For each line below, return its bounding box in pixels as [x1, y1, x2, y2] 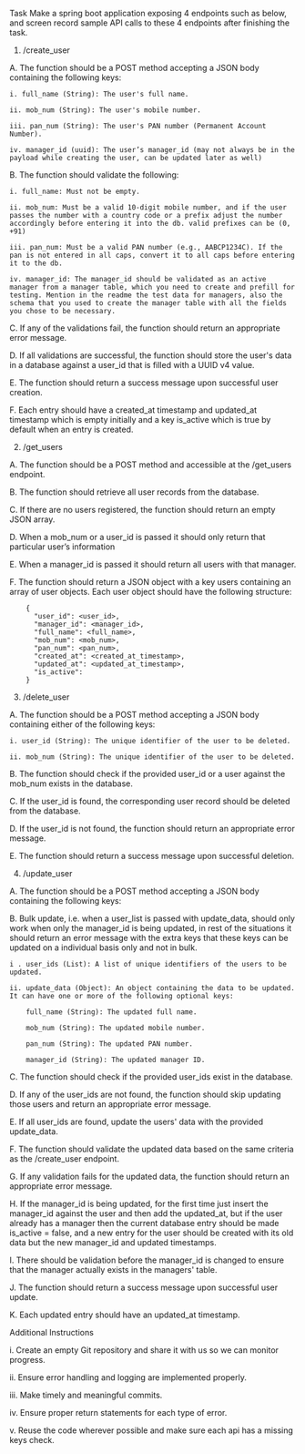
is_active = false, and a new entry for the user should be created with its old [9, 1227, 294, 1238]
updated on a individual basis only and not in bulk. [9, 942, 198, 953]
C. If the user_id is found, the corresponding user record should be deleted [9, 796, 290, 806]
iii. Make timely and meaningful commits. [9, 1389, 163, 1400]
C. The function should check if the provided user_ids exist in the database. [9, 1071, 293, 1082]
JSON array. [9, 514, 56, 525]
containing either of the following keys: [9, 719, 156, 730]
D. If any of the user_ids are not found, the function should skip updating [9, 1089, 281, 1100]
